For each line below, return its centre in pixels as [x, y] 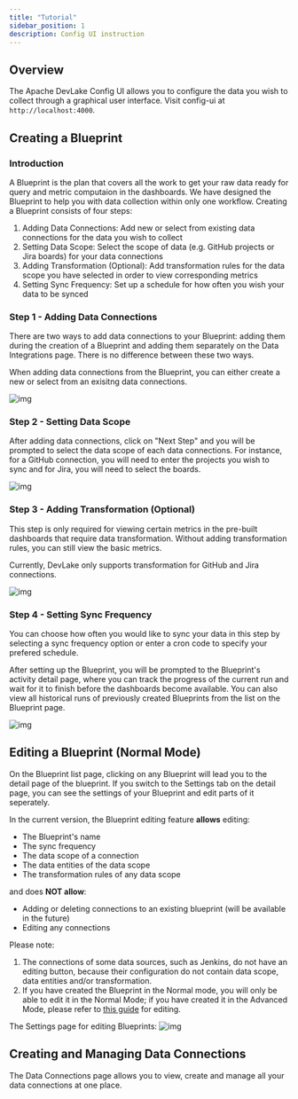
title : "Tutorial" [43, 17]
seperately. [30, 802]
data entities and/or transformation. [87, 980]
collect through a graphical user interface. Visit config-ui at [117, 101]
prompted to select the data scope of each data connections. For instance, [145, 451]
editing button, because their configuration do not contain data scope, [150, 971]
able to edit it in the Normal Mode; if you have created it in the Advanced [155, 1000]
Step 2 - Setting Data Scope [70, 422]
